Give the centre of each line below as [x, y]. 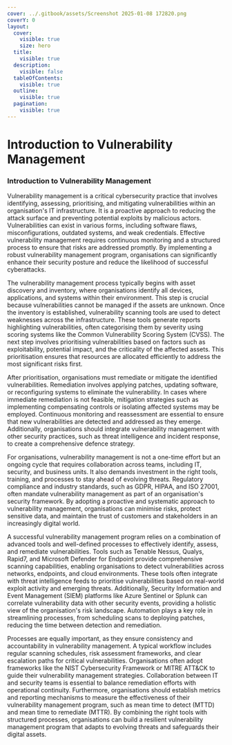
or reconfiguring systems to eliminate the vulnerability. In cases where [107, 392]
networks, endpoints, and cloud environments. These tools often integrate [113, 574]
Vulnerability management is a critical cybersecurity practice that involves [113, 196]
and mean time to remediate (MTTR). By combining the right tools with [107, 712]
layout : [18, 26]
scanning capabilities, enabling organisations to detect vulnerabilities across [116, 566]
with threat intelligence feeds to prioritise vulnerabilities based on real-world [116, 581]
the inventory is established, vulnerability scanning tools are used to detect [114, 313]
